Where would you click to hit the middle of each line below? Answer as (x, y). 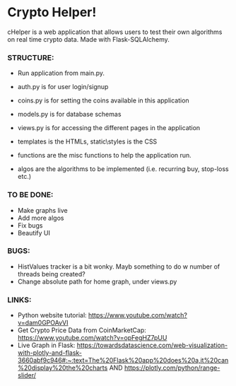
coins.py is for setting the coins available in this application (103, 100)
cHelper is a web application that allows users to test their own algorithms (115, 32)
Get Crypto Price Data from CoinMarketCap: (82, 330)
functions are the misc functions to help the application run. (105, 156)
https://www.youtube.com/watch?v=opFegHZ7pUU (92, 338)
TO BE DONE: (30, 195)
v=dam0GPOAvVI (43, 323)
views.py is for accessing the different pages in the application (109, 128)
